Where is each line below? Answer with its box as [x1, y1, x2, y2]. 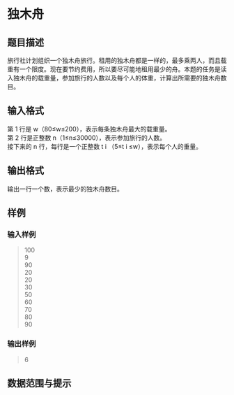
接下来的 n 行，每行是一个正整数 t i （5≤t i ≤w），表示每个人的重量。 [7, 142, 203, 150]
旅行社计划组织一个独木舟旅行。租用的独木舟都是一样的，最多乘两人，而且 [7, 57, 221, 64]
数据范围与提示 [7, 378, 72, 389]
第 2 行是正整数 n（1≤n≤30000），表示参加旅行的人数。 [7, 134, 166, 142]
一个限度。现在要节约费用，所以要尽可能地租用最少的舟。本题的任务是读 [19, 65, 227, 73]
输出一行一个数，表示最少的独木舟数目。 [7, 185, 123, 193]
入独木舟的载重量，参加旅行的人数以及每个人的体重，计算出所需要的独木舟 [7, 74, 221, 82]
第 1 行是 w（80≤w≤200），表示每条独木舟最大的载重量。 [7, 124, 171, 133]
